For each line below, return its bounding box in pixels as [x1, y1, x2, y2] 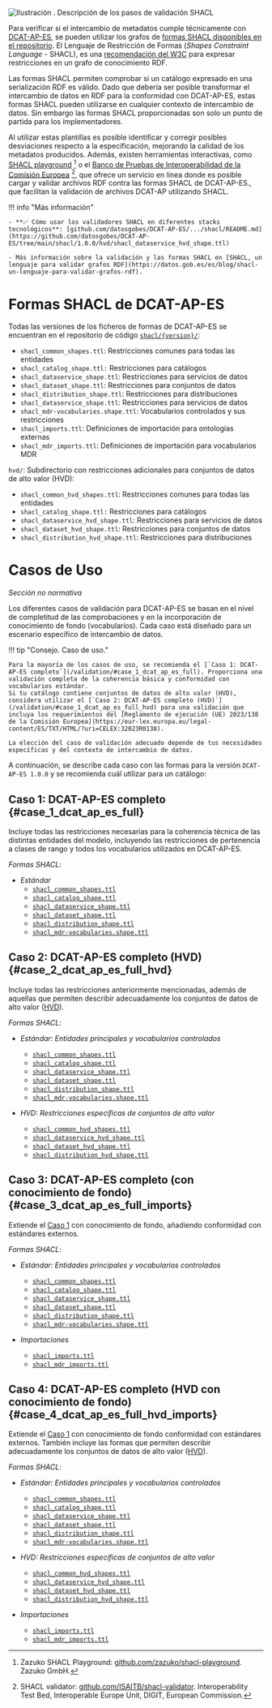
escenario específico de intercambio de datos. [8, 630, 164, 639]
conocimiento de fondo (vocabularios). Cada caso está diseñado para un [8, 621, 253, 630]
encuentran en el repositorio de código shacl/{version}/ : [8, 330, 201, 340]
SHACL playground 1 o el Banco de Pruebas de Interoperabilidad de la [8, 158, 241, 170]
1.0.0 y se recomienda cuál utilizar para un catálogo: [29, 769, 206, 779]
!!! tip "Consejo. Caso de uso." [8, 645, 109, 655]
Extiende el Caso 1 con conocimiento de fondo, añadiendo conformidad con [8, 1220, 261, 1229]
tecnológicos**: [8, 226, 63, 234]
